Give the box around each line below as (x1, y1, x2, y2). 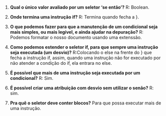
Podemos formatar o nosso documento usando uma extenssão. (10, 35, 142, 40)
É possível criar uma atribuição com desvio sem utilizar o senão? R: (10, 85, 154, 91)
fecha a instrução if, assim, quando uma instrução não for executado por (10, 55, 161, 61)
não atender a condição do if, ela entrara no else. (10, 60, 112, 66)
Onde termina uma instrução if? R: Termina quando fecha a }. (10, 14, 139, 20)
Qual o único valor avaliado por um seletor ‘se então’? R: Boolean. (10, 5, 149, 10)
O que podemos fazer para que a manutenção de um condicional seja (10, 24, 158, 30)
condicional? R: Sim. (10, 75, 54, 81)
